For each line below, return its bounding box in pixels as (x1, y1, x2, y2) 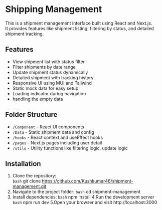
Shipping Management (5, 4, 102, 15)
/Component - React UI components (12, 124, 84, 130)
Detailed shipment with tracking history (12, 74, 94, 81)
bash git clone (12, 178, 41, 184)
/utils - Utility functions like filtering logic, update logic (12, 145, 128, 151)
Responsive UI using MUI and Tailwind (12, 80, 92, 86)
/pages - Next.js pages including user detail (12, 139, 102, 146)
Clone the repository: (12, 173, 57, 179)
